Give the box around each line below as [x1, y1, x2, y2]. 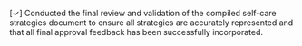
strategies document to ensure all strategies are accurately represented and [9, 17, 294, 28]
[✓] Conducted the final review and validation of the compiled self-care [9, 8, 277, 18]
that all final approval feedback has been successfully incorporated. [9, 27, 264, 37]
